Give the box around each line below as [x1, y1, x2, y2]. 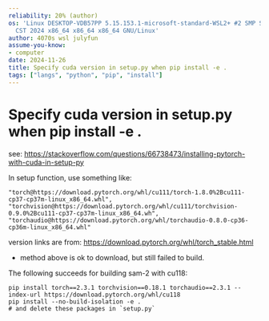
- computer [8, 49, 45, 57]
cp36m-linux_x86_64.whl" [8, 223, 91, 232]
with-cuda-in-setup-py [8, 157, 84, 167]
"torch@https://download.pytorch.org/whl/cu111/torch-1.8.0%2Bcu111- [8, 188, 246, 196]
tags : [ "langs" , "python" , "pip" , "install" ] [8, 71, 163, 79]
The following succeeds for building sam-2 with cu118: [8, 268, 188, 278]
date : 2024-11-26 [8, 57, 66, 65]
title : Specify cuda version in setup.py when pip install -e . [8, 64, 227, 72]
